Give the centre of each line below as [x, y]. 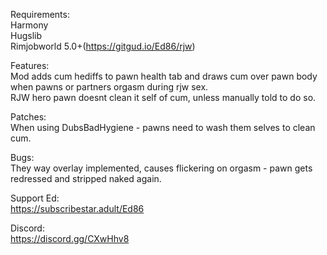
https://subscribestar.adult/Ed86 [77, 208]
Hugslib [26, 35]
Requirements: [40, 14]
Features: [30, 65]
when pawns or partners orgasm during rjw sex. [109, 87]
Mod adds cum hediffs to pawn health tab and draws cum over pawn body [164, 76]
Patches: [28, 117]
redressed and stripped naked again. [86, 178]
